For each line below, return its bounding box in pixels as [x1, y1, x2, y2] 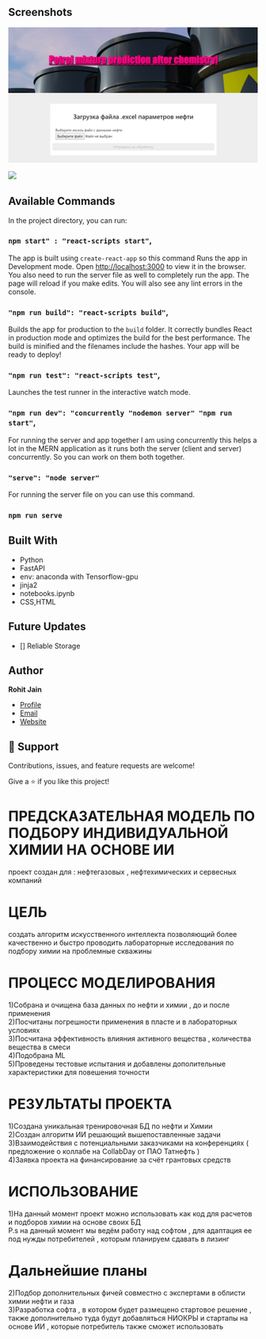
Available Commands [8, 195, 116, 208]
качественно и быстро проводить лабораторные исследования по [8, 938, 234, 947]
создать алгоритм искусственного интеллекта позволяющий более [8, 930, 237, 939]
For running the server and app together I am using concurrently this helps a [8, 435, 257, 445]
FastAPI [19, 563, 45, 573]
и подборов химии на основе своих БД [8, 1217, 141, 1227]
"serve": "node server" [8, 473, 101, 482]
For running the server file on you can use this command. [8, 490, 196, 499]
